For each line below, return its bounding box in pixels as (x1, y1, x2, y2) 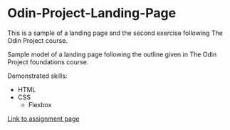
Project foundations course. (7, 57, 89, 66)
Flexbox (28, 100, 52, 109)
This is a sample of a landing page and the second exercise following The (7, 29, 223, 37)
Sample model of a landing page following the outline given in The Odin (7, 50, 217, 59)
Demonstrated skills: (7, 71, 68, 80)
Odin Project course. (7, 36, 68, 44)
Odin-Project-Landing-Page (7, 5, 177, 21)
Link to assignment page (7, 114, 80, 123)
